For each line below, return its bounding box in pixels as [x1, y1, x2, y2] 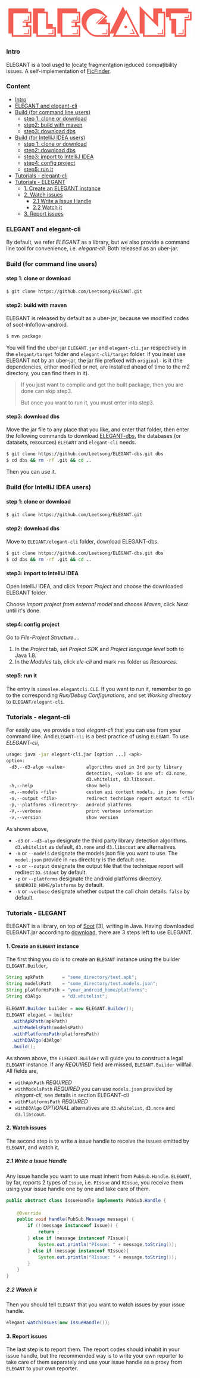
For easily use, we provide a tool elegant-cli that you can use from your [6, 726, 181, 733]
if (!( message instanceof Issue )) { [27, 1223, 118, 1229]
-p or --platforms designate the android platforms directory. [14, 874, 162, 882]
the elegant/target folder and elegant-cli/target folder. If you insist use [6, 351, 186, 358]
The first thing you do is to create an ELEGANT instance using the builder [6, 956, 180, 963]
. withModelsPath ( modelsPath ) [11, 1025, 84, 1031]
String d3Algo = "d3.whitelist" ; [6, 993, 108, 999]
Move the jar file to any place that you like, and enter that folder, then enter [6, 426, 189, 433]
